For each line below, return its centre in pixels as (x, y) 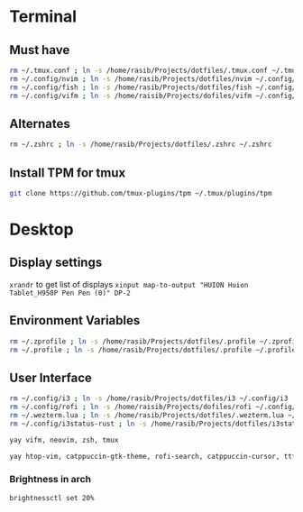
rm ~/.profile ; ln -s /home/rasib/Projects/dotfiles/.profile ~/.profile (153, 350)
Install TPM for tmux (68, 173)
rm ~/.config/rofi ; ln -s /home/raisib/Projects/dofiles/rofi (131, 407)
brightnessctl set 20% (52, 498)
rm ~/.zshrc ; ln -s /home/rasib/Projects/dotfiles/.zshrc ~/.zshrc (141, 145)
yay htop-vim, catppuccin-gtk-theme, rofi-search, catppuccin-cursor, (145, 456)
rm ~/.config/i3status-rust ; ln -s (78, 424)
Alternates (40, 123)
